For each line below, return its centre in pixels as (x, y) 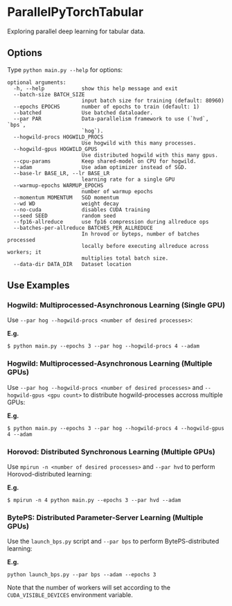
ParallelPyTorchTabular (75, 12)
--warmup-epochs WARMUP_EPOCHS (59, 185)
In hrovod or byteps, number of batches (140, 234)
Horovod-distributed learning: (50, 474)
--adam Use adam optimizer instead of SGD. (100, 167)
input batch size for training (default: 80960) (153, 100)
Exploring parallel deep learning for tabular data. (76, 31)
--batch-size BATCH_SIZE (49, 94)
